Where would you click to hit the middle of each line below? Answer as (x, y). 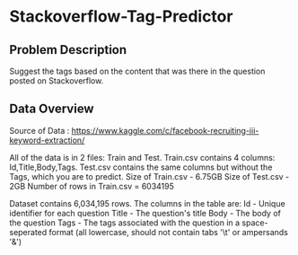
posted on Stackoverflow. (57, 81)
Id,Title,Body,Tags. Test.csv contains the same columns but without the (141, 167)
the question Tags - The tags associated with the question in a (125, 223)
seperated (28, 232)
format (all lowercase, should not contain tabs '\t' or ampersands (169, 232)
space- (255, 223)
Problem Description (68, 50)
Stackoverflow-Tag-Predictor (121, 17)
